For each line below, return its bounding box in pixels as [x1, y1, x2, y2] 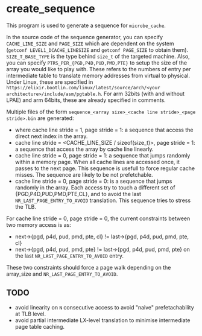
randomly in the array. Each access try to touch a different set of [14, 183, 175, 191]
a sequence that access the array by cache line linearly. [14, 145, 154, 153]
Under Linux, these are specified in [6, 78, 93, 86]
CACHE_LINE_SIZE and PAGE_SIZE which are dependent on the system [6, 40, 175, 47]
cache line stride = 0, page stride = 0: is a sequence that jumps [14, 177, 172, 185]
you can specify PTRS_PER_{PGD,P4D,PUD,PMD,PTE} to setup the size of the [6, 59, 188, 66]
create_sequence [6, 2, 95, 16]
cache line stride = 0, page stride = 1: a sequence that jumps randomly [14, 151, 191, 159]
